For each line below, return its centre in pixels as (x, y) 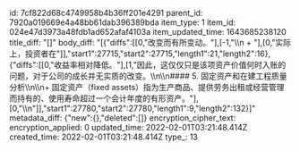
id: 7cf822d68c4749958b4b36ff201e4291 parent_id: (106, 13)
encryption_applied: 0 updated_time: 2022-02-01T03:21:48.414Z (129, 127)
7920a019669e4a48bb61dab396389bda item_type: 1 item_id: (123, 22)
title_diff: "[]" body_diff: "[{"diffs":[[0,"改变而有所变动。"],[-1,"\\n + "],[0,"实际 (150, 42)
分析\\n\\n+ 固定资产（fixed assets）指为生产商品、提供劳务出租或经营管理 (147, 87)
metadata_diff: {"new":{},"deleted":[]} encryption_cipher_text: (123, 118)
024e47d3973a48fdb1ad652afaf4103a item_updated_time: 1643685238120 (148, 32)
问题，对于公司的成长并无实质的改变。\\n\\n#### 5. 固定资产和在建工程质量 (148, 76)
